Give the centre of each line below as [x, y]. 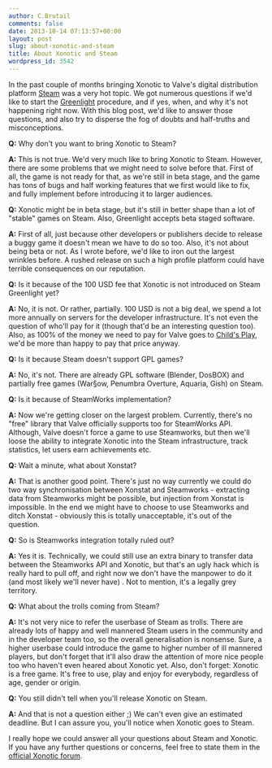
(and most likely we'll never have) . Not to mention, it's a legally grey [123, 582]
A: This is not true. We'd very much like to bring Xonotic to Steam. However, [136, 159]
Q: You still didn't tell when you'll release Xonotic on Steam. [108, 698]
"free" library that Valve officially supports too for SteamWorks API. [121, 423]
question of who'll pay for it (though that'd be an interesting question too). [132, 325]
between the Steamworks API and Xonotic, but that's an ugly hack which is [134, 564]
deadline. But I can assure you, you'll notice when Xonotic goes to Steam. [131, 722]
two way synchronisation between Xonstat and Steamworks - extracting [129, 490]
